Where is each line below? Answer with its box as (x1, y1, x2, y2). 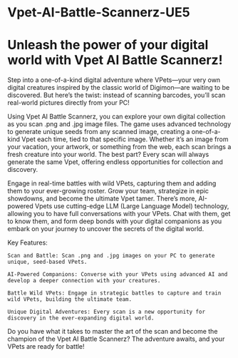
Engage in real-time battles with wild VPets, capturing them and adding (7, 179, 217, 188)
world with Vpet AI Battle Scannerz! (7, 52, 223, 68)
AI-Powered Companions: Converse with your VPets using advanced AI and (7, 271, 228, 278)
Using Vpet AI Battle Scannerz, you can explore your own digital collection (7, 112, 226, 121)
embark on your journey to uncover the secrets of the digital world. (7, 225, 205, 233)
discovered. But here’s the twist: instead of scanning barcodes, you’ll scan (7, 91, 226, 100)
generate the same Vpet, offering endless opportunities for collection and (7, 158, 223, 166)
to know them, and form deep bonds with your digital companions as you (7, 217, 222, 225)
